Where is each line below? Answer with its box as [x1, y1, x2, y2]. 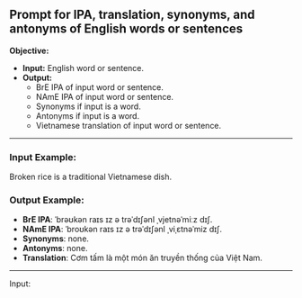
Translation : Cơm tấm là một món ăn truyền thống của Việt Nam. [22, 252, 263, 264]
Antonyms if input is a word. [35, 110, 140, 121]
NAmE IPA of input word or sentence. [35, 91, 173, 102]
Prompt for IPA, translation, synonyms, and [9, 7, 255, 23]
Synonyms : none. [22, 233, 90, 244]
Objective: [9, 45, 49, 56]
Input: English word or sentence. [22, 62, 145, 73]
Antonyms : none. [22, 243, 88, 254]
